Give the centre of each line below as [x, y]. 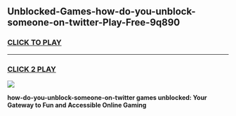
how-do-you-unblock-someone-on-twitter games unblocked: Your [107, 97]
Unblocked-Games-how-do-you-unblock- [101, 12]
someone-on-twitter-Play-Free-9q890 [94, 23]
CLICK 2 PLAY [32, 69]
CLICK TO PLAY [34, 43]
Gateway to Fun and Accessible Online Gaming [77, 105]
